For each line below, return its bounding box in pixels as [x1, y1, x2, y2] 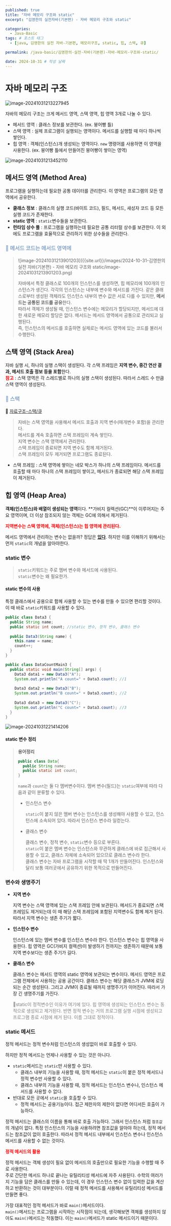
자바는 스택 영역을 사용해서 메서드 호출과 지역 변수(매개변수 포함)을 [17, 419, 151, 425]
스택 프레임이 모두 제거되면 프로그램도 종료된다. [17, 451, 112, 457]
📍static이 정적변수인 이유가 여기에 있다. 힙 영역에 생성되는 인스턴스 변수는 [12, 1001, 159, 1007]
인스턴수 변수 [12, 926, 39, 932]
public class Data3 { [5, 615, 52, 620]
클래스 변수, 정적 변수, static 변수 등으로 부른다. [25, 839, 121, 845]
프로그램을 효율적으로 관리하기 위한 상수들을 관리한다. [22, 231, 129, 237]
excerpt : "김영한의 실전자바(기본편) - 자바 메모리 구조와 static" [5, 17, 132, 22]
